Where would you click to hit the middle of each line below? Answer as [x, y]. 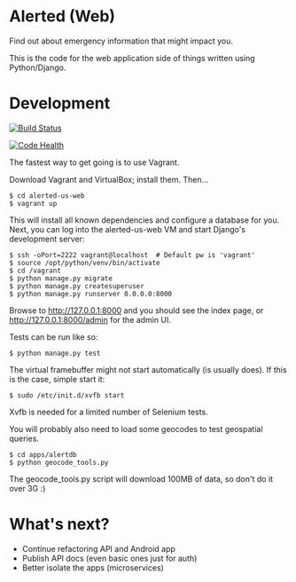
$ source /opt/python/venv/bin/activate [85, 263]
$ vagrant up [33, 203]
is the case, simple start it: [57, 379]
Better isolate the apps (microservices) [93, 567]
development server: [47, 239]
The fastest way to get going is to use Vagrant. [94, 162]
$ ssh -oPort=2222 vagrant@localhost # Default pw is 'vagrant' [132, 255]
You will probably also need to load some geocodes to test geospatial [136, 429]
